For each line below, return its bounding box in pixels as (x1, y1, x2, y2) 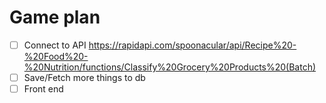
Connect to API (23, 39, 87, 51)
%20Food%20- (23, 51, 89, 62)
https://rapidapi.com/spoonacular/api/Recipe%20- (88, 39, 297, 51)
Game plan (9, 6, 101, 29)
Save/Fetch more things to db (23, 72, 146, 83)
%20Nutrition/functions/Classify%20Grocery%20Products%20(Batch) (23, 61, 317, 73)
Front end (23, 83, 64, 95)
